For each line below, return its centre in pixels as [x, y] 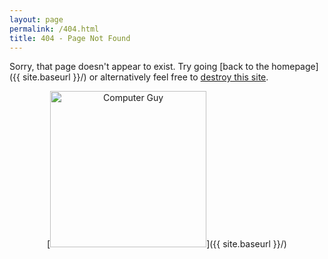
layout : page [36, 19]
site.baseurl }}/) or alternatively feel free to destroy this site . [145, 77]
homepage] [295, 67]
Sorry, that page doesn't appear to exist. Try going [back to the [139, 67]
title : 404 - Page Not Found [70, 38]
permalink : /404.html [54, 29]
